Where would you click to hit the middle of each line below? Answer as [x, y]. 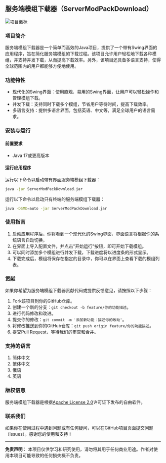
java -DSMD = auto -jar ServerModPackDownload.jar [56, 208]
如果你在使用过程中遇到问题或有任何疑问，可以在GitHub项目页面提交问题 [79, 428]
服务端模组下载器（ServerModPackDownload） [79, 9]
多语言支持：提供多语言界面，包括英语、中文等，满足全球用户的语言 [82, 110]
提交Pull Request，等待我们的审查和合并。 [55, 332]
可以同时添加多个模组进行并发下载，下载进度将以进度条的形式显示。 [82, 252]
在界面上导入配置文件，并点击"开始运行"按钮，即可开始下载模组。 [79, 246]
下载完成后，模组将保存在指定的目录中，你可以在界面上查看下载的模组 [84, 258]
